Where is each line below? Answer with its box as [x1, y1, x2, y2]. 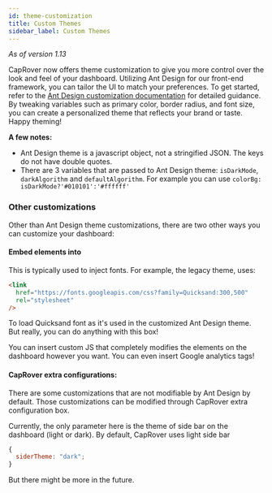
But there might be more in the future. [8, 475, 135, 485]
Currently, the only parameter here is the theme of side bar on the [8, 421, 229, 430]
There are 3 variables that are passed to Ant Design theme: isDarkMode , [19, 166, 259, 175]
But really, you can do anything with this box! [8, 327, 159, 337]
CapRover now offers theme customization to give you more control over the [8, 65, 265, 75]
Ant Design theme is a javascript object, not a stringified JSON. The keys [19, 148, 264, 158]
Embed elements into [8, 247, 82, 257]
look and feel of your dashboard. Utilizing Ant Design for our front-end [8, 74, 244, 84]
